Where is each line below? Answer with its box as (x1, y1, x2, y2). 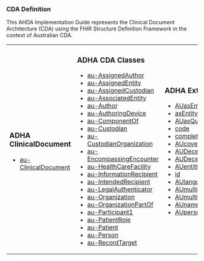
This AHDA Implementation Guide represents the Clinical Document (6, 19, 175, 26)
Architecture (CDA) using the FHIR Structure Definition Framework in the (6, 25, 187, 32)
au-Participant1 (87, 208, 134, 217)
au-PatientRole (87, 215, 131, 224)
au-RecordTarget (87, 238, 138, 247)
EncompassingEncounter (87, 155, 159, 163)
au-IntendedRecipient (87, 178, 151, 186)
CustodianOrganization (87, 139, 153, 148)
